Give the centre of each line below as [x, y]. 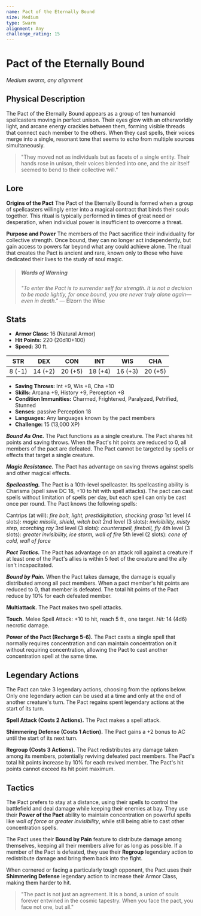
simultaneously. [25, 145]
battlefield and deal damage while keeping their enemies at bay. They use [97, 809]
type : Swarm [21, 23]
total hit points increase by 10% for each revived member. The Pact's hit [95, 763]
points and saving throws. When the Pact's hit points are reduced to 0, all [96, 442]
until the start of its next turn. [42, 738]
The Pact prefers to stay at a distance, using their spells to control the [92, 802]
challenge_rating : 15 [33, 34]
